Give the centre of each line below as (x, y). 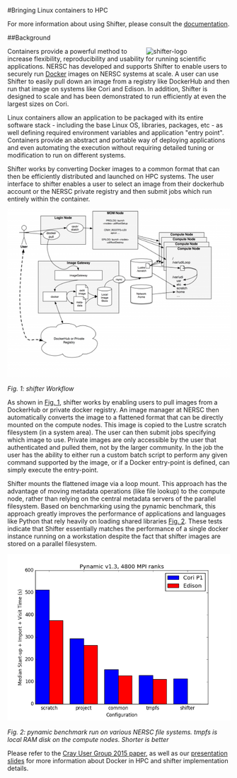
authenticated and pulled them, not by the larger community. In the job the (116, 447)
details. (18, 768)
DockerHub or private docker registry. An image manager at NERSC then (113, 410)
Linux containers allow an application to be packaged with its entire (105, 117)
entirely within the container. (49, 199)
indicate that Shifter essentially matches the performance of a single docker (118, 528)
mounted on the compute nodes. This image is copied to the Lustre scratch (117, 424)
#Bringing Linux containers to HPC (58, 10)
